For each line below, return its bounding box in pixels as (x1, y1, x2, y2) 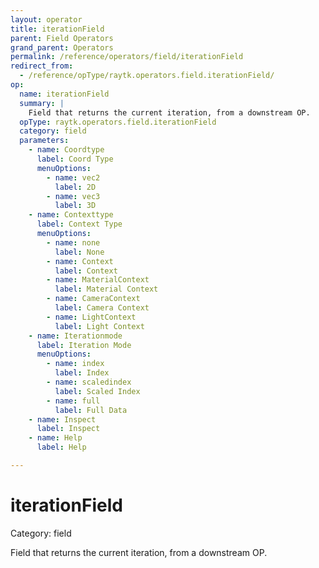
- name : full (46, 396, 101, 406)
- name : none (46, 237, 101, 248)
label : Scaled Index (54, 386, 141, 396)
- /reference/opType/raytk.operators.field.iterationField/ (19, 71, 275, 81)
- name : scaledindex (46, 377, 132, 387)
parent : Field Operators (10, 33, 114, 43)
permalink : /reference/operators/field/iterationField (10, 52, 244, 62)
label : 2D (54, 182, 97, 192)
